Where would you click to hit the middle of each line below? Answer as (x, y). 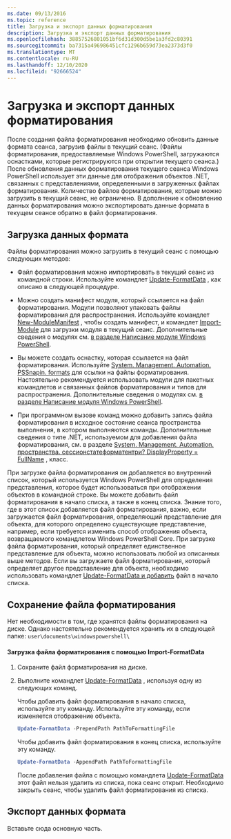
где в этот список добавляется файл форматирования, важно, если (107, 510)
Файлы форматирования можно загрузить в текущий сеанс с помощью (113, 251)
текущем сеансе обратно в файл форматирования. (82, 213)
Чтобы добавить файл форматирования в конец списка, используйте (119, 742)
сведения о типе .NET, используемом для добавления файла (107, 437)
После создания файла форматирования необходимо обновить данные (113, 140)
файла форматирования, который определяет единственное (97, 546)
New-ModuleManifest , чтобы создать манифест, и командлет (108, 322)
